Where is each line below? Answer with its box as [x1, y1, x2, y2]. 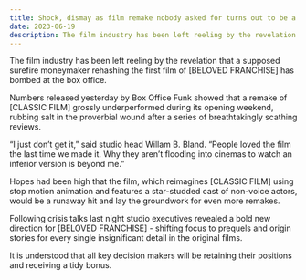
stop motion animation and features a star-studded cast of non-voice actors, [9, 186, 298, 197]
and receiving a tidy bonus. [9, 260, 112, 271]
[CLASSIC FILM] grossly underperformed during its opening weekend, [9, 102, 274, 113]
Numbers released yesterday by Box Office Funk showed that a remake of [9, 92, 288, 103]
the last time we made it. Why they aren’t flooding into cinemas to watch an [9, 149, 292, 160]
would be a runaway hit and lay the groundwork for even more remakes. [9, 195, 280, 206]
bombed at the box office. [9, 75, 107, 86]
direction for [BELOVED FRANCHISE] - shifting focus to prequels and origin [9, 223, 292, 233]
